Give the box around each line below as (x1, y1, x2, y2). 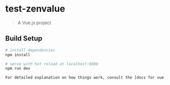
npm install (5, 52, 30, 57)
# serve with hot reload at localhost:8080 (5, 61, 99, 66)
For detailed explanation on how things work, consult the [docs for (5, 75, 155, 80)
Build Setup (5, 34, 42, 43)
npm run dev (5, 66, 30, 71)
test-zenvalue (5, 3, 65, 15)
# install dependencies (5, 47, 56, 53)
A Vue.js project (17, 20, 52, 26)
